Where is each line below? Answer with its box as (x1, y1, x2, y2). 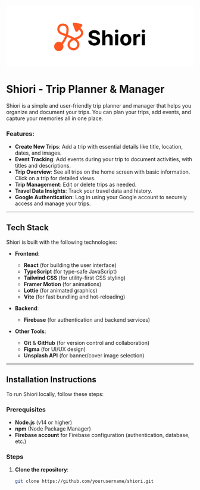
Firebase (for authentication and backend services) (23, 316, 151, 323)
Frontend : (14, 250, 40, 257)
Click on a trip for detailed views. (14, 175, 96, 182)
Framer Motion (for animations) (23, 280, 102, 287)
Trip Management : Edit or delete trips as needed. (14, 181, 137, 189)
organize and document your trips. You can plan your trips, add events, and (6, 108, 192, 115)
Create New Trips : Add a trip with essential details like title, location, (14, 143, 183, 150)
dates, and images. (14, 149, 62, 156)
